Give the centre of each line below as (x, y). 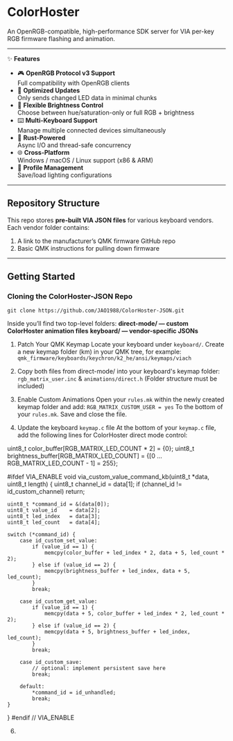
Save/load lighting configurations (64, 175)
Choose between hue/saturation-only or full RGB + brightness (106, 113)
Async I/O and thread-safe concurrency (74, 145)
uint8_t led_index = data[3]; (54, 517)
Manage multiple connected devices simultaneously (92, 130)
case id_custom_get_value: (59, 601)
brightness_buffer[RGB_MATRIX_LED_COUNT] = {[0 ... (85, 456)
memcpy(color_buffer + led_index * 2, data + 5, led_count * (135, 553)
